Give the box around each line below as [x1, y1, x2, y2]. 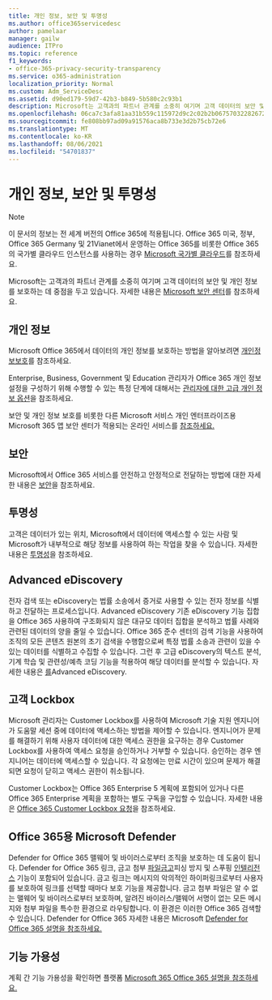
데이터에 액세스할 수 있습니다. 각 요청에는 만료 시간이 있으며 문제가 [36, 756, 246, 766]
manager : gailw [8, 34, 60, 43]
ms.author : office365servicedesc [8, 19, 121, 28]
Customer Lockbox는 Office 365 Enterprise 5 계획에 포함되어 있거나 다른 [8, 784, 244, 793]
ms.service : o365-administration [8, 72, 121, 80]
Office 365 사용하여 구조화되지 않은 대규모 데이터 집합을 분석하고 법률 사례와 [16, 616, 260, 626]
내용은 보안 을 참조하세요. [16, 480, 96, 489]
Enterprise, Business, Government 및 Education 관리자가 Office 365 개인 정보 [8, 374, 261, 383]
